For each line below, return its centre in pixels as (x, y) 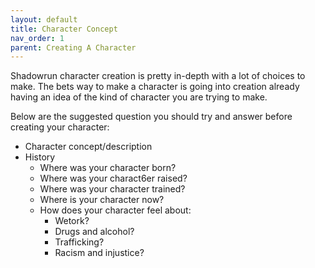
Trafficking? (79, 242)
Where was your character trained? (112, 189)
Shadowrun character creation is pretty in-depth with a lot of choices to (158, 76)
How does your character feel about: (115, 210)
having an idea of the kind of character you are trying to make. (139, 97)
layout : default (44, 19)
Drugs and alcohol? (94, 232)
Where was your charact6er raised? (113, 178)
